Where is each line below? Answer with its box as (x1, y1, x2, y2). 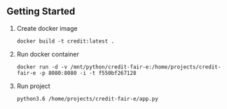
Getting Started (6, 6, 76, 17)
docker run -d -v (16, 63, 68, 71)
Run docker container (16, 50, 80, 58)
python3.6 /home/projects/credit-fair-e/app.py (16, 95, 158, 102)
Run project (16, 82, 50, 90)
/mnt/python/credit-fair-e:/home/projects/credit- (70, 63, 221, 71)
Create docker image (16, 24, 78, 32)
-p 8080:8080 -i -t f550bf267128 (39, 69, 137, 76)
